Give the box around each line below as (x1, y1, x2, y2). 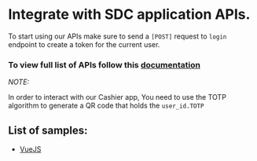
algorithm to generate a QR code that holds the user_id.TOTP (8, 101, 204, 111)
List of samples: (8, 123, 88, 137)
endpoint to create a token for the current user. (8, 39, 160, 49)
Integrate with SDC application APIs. (8, 5, 251, 24)
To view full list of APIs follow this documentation (8, 59, 200, 70)
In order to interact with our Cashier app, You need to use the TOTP (8, 93, 226, 102)
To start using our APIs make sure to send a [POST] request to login (8, 31, 227, 41)
